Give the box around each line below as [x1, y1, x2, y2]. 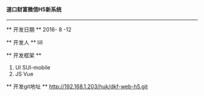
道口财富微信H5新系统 [6, 5, 62, 13]
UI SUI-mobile [15, 64, 50, 71]
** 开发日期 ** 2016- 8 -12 [6, 26, 72, 33]
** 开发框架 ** [6, 52, 41, 59]
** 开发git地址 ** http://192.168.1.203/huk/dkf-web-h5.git [6, 83, 148, 91]
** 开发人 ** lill [6, 39, 43, 46]
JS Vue [15, 70, 33, 78]
